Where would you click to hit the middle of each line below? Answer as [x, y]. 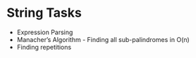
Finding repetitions [44, 47]
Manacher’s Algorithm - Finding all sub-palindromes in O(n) [103, 39]
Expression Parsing [45, 32]
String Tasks [44, 13]
